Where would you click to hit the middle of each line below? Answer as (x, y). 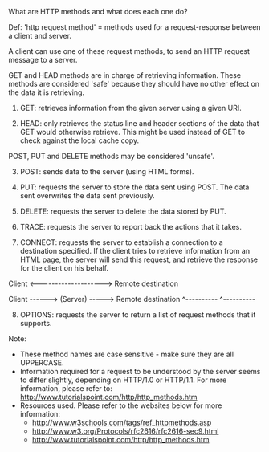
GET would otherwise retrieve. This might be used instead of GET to (132, 132)
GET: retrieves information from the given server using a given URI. (131, 108)
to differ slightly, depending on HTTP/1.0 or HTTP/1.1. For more (123, 380)
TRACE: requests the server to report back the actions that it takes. (131, 227)
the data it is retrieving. (47, 92)
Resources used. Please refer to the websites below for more (121, 405)
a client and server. (40, 36)
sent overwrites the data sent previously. (87, 195)
